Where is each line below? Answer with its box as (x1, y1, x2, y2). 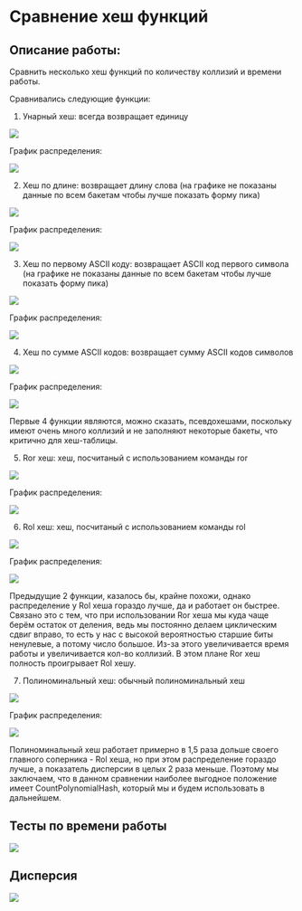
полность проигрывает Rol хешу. (9, 658, 137, 669)
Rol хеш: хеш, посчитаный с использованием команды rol (22, 522, 246, 532)
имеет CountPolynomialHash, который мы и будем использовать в (9, 783, 265, 793)
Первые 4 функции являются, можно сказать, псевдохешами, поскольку (9, 416, 292, 426)
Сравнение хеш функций (9, 6, 209, 27)
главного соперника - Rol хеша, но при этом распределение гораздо (9, 754, 277, 764)
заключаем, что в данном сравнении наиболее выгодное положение (9, 773, 278, 783)
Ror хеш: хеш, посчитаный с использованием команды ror (22, 452, 249, 463)
